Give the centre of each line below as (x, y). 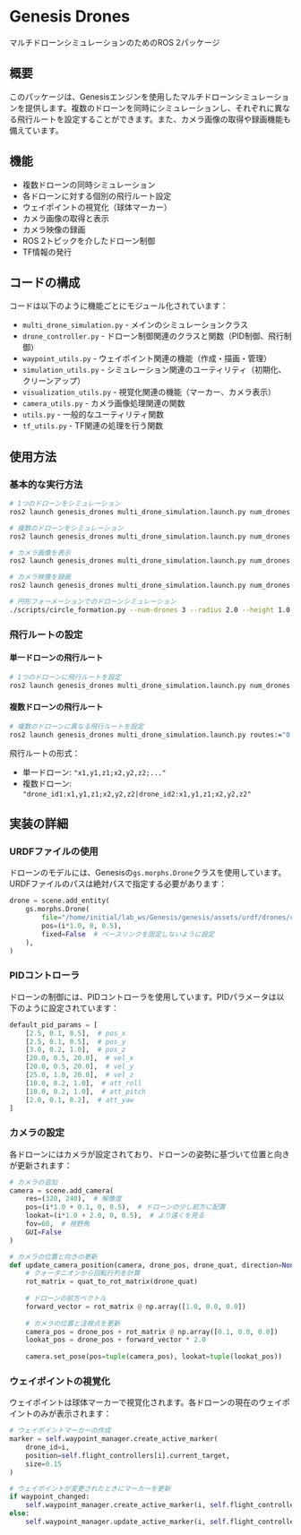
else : (19, 1513)
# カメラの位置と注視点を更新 (73, 1324)
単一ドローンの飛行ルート (56, 658)
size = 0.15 (44, 1464)
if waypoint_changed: (50, 1497)
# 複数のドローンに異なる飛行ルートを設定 (77, 726)
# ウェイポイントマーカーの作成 (60, 1431)
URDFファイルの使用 (54, 851)
